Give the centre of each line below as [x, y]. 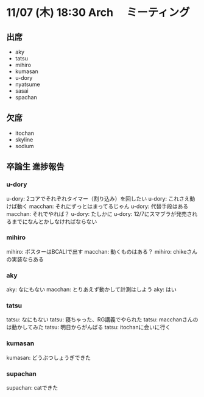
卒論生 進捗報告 [35, 167]
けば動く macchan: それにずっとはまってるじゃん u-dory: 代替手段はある [97, 206]
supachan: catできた [32, 387]
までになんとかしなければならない [54, 221]
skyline [24, 139]
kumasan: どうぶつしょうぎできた [49, 357]
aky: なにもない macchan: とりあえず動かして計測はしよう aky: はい [91, 290]
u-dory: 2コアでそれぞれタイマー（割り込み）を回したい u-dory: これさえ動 [101, 198]
